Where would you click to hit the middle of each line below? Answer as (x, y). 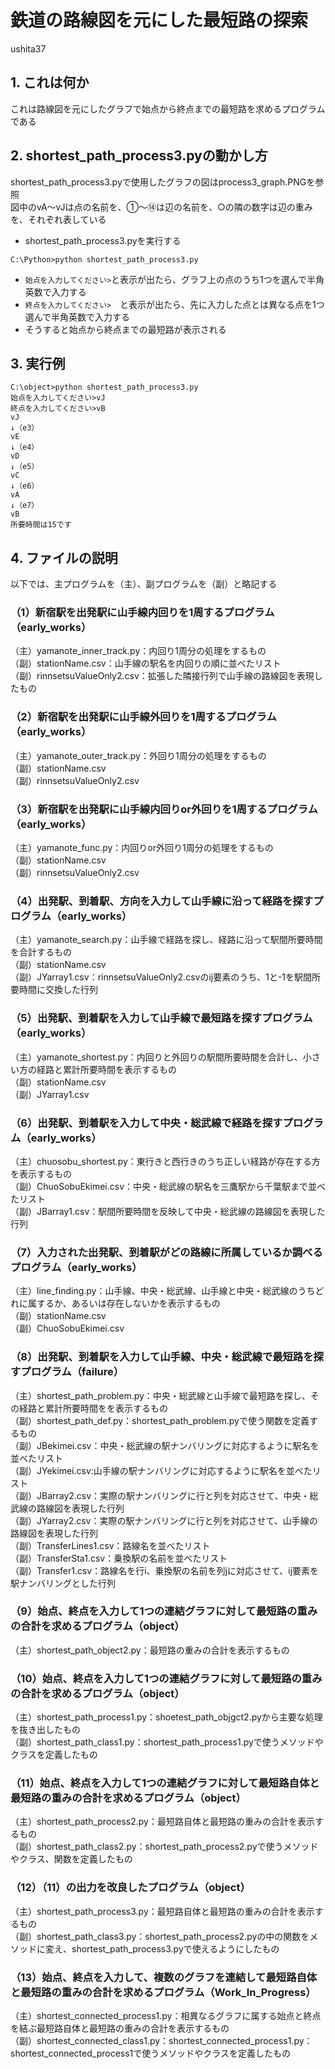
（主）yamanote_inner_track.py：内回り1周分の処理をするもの (138, 651)
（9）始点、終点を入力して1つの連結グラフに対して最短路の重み (164, 1611)
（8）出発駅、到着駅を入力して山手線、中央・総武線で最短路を (162, 1357)
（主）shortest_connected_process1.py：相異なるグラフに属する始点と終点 (166, 2016)
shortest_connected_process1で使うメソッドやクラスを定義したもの (150, 2053)
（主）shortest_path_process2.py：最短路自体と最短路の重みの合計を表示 (162, 1822)
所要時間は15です (41, 525)
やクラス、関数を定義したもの (71, 1859)
